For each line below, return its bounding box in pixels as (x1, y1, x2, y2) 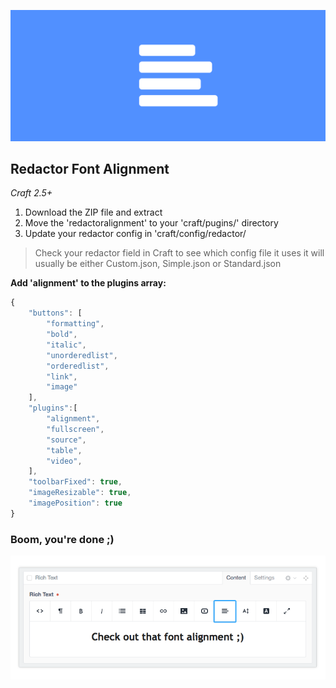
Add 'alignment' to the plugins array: (10, 277, 167, 289)
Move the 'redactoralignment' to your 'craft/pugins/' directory (24, 217, 279, 229)
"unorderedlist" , (46, 350, 118, 360)
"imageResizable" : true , (28, 488, 132, 498)
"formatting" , (46, 319, 105, 329)
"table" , (46, 445, 83, 455)
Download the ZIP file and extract (24, 206, 163, 219)
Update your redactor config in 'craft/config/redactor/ (24, 228, 247, 240)
